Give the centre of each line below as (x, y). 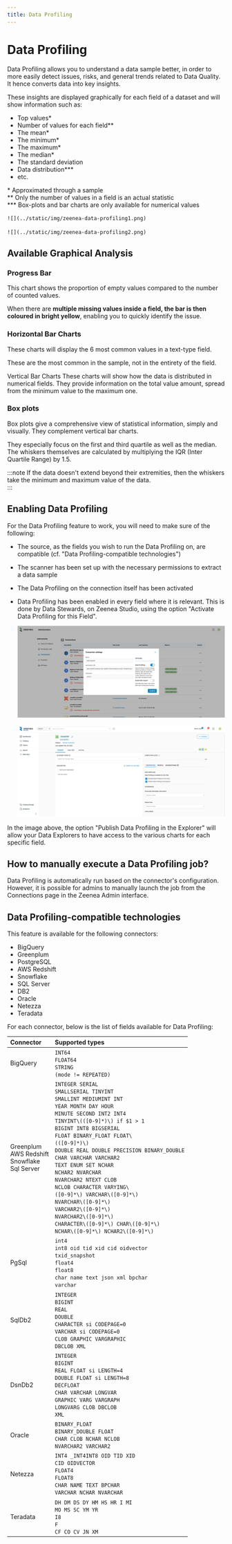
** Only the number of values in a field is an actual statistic (91, 197)
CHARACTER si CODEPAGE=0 (90, 1324)
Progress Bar (29, 273)
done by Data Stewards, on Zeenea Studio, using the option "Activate (116, 608)
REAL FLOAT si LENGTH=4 (89, 1370)
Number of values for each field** (65, 125)
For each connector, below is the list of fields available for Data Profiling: (110, 1027)
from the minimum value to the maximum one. (72, 390)
